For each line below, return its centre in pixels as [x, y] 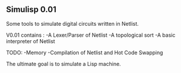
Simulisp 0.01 [31, 10]
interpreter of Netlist [31, 41]
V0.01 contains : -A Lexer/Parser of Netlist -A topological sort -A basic [91, 35]
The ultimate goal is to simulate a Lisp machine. [64, 64]
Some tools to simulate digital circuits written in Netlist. [73, 23]
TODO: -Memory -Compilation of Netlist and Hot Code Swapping [85, 53]
